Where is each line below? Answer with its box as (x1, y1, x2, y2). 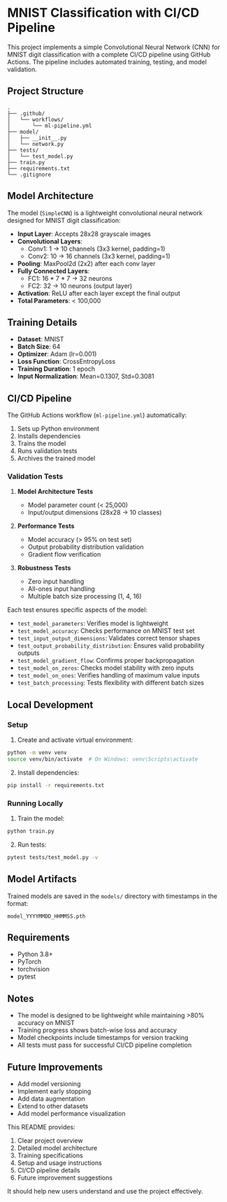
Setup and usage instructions (17, 1159, 103, 1167)
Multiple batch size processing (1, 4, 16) (27, 592, 142, 601)
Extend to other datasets (17, 1102, 89, 1111)
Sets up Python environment (17, 425, 100, 433)
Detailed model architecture (17, 1144, 98, 1152)
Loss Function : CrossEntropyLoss (17, 358, 116, 366)
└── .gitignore (7, 171, 52, 178)
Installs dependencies (17, 432, 81, 441)
